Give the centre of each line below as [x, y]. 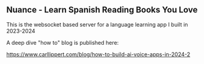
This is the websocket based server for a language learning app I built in [97, 24]
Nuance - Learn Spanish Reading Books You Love [102, 10]
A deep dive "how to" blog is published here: [63, 42]
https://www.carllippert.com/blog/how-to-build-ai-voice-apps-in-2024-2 [98, 54]
